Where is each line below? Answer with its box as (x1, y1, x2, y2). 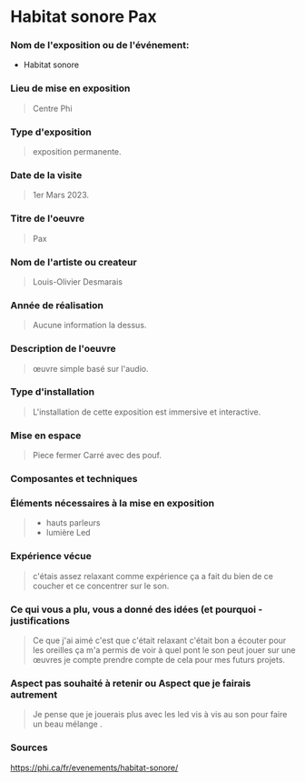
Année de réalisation (10, 298, 103, 311)
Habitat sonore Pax (10, 6, 157, 27)
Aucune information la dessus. (32, 320, 147, 331)
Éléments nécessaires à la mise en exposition (10, 497, 215, 509)
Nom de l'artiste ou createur (10, 256, 137, 268)
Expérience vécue (10, 550, 92, 563)
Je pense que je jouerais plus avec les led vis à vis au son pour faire (32, 709, 288, 720)
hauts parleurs (45, 517, 101, 528)
